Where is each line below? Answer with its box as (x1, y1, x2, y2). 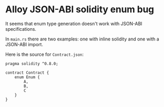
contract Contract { (5, 70, 50, 75)
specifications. (5, 26, 37, 32)
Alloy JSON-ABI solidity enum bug (5, 4, 155, 15)
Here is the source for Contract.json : (5, 51, 84, 57)
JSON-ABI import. (5, 41, 44, 47)
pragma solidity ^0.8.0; (5, 61, 58, 66)
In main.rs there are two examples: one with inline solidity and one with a (5, 36, 159, 42)
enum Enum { (14, 74, 40, 80)
